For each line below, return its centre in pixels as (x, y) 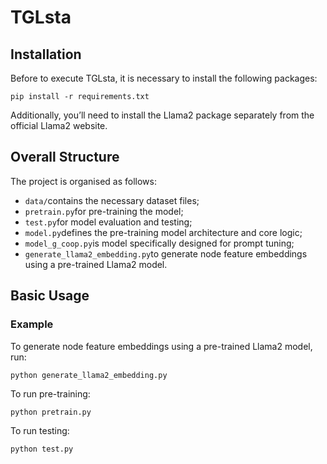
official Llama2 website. (59, 125)
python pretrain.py (51, 412)
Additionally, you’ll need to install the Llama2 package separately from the (162, 115)
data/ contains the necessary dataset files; (112, 200)
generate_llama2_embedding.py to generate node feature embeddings (166, 253)
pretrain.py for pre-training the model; (104, 211)
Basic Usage (50, 296)
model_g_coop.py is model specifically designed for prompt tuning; (159, 243)
